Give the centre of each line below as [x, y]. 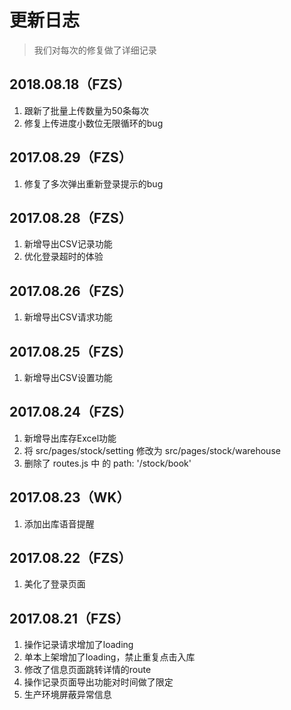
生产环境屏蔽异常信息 [67, 695]
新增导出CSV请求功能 [68, 317]
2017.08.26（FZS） [70, 291]
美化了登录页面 [54, 584]
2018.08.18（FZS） [70, 84]
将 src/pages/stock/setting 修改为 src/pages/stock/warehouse [152, 450]
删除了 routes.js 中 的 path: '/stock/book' [107, 463]
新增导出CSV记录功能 [68, 244]
